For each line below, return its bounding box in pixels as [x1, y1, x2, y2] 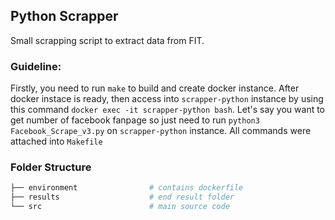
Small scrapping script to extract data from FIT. [10, 34, 205, 46]
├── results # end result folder [10, 192, 235, 203]
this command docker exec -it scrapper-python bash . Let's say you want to [10, 104, 326, 116]
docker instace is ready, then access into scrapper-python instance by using [10, 93, 324, 105]
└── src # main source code [10, 202, 230, 212]
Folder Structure [10, 160, 92, 174]
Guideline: [10, 59, 62, 73]
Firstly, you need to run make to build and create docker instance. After [10, 82, 300, 94]
